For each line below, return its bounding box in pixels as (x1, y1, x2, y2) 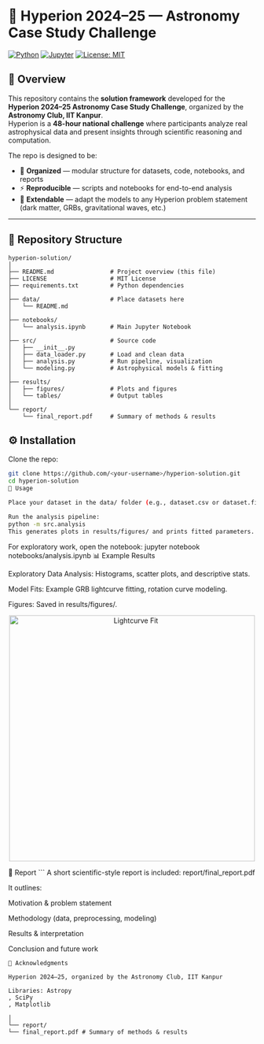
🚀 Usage (8, 484, 34, 493)
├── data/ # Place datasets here (8, 295, 185, 303)
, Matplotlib (8, 1000, 51, 1009)
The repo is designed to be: (8, 150, 97, 160)
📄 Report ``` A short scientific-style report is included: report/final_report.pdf (8, 868, 255, 877)
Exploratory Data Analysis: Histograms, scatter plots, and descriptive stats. (8, 568, 251, 578)
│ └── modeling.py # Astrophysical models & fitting (8, 364, 223, 372)
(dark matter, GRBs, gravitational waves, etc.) (19, 202, 167, 212)
